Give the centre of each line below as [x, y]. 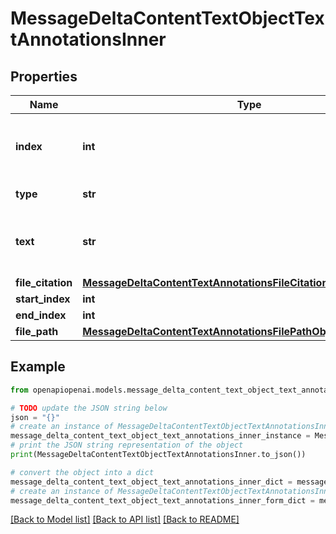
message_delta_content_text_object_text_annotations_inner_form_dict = [162, 500]
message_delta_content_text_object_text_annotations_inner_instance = [160, 436]
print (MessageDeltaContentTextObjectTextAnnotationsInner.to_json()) [158, 455]
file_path [37, 331]
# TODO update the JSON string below [89, 408]
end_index [41, 315]
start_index [43, 299]
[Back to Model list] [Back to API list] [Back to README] [125, 519]
